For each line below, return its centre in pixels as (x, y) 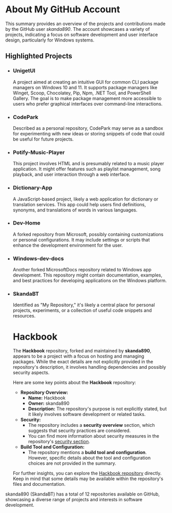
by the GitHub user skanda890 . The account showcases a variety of (78, 29)
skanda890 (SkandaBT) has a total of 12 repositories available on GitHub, (83, 494)
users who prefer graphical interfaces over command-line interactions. (88, 104)
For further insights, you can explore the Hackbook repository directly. (87, 473)
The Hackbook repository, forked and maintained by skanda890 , (82, 351)
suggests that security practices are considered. (79, 431)
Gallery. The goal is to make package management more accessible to (87, 98)
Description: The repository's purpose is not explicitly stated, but (97, 409)
